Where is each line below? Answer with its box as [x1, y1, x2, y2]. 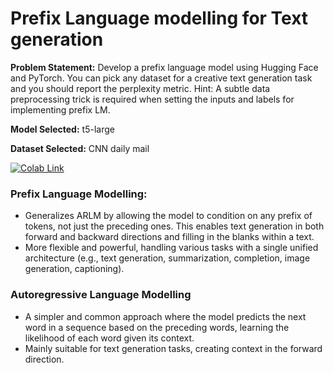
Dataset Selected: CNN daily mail [10, 142, 150, 154]
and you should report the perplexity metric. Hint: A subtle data [10, 82, 271, 94]
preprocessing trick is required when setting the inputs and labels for [10, 93, 295, 105]
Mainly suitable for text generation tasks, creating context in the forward [24, 342, 323, 354]
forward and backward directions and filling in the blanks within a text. [24, 231, 315, 243]
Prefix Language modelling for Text [10, 7, 309, 30]
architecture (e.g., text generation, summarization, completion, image [24, 252, 311, 264]
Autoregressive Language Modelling [10, 288, 192, 302]
